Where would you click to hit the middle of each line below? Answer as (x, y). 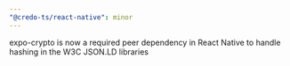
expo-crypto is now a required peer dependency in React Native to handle (145, 42)
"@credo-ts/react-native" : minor (71, 17)
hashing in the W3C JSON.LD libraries (79, 51)
